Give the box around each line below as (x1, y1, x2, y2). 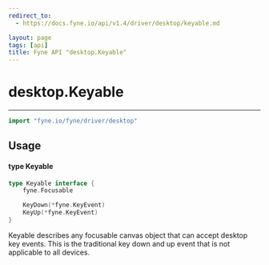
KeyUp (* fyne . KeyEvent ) (22, 209, 98, 217)
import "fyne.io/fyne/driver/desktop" (8, 117, 138, 125)
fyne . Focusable (22, 187, 74, 195)
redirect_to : (8, 11, 52, 20)
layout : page (8, 34, 52, 42)
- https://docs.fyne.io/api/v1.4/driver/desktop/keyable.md (15, 19, 220, 27)
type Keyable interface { (8, 179, 94, 187)
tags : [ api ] (8, 41, 48, 49)
